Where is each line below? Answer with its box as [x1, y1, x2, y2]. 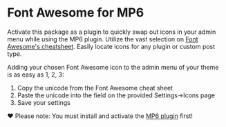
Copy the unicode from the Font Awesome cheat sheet [17, 84, 173, 92]
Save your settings [17, 98, 70, 106]
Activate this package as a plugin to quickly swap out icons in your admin [7, 28, 216, 36]
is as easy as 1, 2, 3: [7, 70, 64, 79]
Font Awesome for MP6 [7, 5, 144, 21]
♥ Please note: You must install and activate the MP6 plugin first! [7, 112, 194, 120]
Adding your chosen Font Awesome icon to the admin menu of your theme [7, 63, 219, 71]
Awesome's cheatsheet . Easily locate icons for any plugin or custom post [7, 42, 216, 50]
